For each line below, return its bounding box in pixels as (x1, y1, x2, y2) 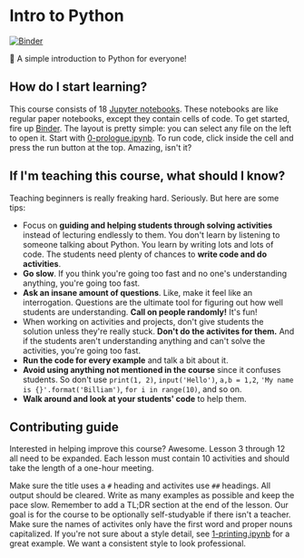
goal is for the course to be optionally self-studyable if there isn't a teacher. (9, 509, 291, 520)
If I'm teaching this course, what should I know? (9, 169, 286, 184)
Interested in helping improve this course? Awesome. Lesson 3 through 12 (9, 444, 286, 455)
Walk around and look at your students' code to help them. (22, 393, 247, 404)
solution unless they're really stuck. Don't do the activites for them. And (22, 326, 295, 337)
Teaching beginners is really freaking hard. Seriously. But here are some (9, 192, 279, 203)
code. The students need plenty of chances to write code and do (22, 249, 268, 259)
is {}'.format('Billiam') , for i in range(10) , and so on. (22, 383, 242, 395)
